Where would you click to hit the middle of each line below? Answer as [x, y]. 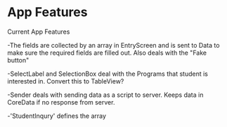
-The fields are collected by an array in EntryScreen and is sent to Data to [113, 45]
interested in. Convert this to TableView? [66, 81]
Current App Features [39, 32]
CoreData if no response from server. [61, 102]
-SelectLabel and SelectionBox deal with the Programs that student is [108, 74]
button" [18, 60]
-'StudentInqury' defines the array [57, 116]
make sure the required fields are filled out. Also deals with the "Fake [107, 53]
